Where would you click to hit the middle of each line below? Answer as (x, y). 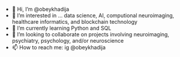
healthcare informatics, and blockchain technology (75, 22)
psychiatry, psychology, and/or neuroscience (68, 41)
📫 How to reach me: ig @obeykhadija (59, 47)
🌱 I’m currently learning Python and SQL (61, 28)
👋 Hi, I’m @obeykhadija (40, 9)
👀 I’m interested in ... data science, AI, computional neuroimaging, (93, 15)
